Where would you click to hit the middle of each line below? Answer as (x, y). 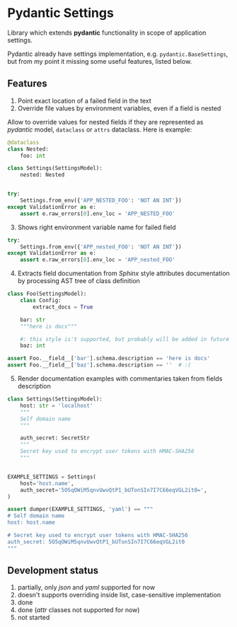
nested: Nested (42, 175)
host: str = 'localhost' (57, 405)
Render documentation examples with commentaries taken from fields (120, 379)
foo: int (33, 156)
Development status (53, 571)
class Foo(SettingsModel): (47, 294)
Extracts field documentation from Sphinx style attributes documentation (123, 273)
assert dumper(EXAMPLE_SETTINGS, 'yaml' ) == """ (80, 510)
